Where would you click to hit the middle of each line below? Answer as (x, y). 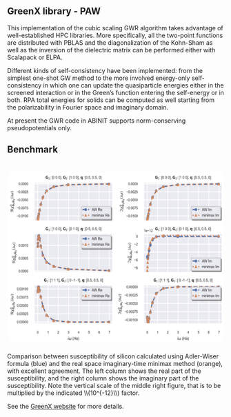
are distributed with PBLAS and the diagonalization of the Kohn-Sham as (110, 42)
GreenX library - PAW (54, 11)
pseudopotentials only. (40, 128)
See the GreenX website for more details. (66, 406)
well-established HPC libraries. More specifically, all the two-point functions (115, 35)
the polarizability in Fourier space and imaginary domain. (88, 107)
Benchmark (33, 150)
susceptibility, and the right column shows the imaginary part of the (103, 378)
